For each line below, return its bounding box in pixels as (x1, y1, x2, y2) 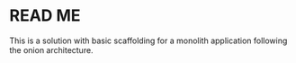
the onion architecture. (9, 44, 94, 55)
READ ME (9, 5, 81, 26)
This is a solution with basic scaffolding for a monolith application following (9, 35, 288, 46)
